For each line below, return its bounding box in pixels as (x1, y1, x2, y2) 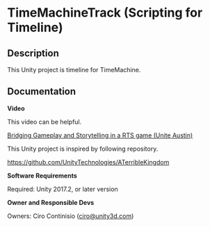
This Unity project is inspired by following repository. (7, 144, 159, 153)
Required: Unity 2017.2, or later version (7, 185, 118, 193)
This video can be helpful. (7, 117, 82, 126)
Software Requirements (7, 171, 78, 180)
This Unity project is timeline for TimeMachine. (7, 66, 141, 74)
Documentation (7, 85, 76, 98)
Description (7, 47, 59, 59)
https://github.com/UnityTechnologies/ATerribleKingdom (7, 158, 170, 166)
